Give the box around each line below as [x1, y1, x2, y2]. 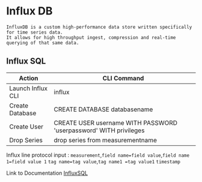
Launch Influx [9, 84, 48, 93]
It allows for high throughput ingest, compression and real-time [6, 34, 176, 40]
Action [19, 74, 38, 82]
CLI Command [102, 74, 144, 82]
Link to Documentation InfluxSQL [6, 169, 88, 177]
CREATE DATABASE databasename [54, 105, 153, 114]
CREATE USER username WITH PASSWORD [54, 118, 178, 127]
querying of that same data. [6, 40, 79, 46]
